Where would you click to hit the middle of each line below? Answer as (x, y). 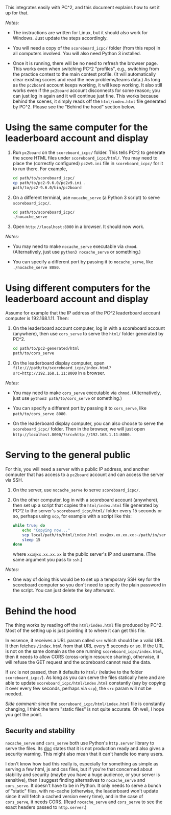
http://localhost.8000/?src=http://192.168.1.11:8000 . (72, 434)
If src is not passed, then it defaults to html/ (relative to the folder (74, 672)
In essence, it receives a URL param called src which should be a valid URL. (85, 641)
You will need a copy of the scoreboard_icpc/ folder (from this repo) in (87, 48)
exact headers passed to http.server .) (46, 807)
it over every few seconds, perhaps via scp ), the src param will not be (78, 688)
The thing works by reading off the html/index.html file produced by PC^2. (84, 625)
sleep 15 (31, 540)
